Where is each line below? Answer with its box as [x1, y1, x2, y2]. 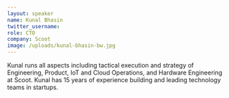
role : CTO [7, 29, 36, 37]
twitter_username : [7, 23, 60, 30]
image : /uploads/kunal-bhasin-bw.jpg [7, 42, 116, 49]
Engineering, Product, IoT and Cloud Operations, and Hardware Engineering [7, 68, 223, 77]
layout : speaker [7, 10, 54, 17]
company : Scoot [7, 36, 51, 43]
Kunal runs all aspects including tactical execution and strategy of [7, 61, 195, 69]
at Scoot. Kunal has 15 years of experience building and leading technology [7, 76, 221, 84]
